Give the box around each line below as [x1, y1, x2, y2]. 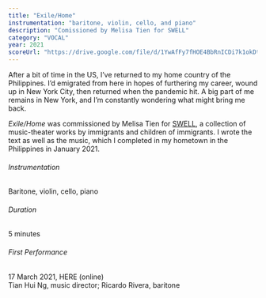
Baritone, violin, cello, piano [8, 187, 99, 196]
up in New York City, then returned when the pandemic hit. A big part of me [8, 87, 255, 96]
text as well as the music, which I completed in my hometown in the [8, 136, 228, 145]
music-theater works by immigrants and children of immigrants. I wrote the [8, 127, 253, 137]
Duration [8, 205, 37, 214]
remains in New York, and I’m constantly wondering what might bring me [8, 96, 245, 104]
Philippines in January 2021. [8, 144, 101, 153]
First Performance [8, 247, 68, 257]
